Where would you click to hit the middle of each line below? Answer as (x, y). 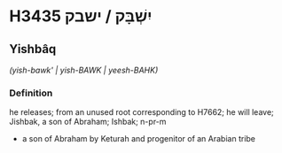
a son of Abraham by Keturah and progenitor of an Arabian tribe (138, 139)
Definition (31, 93)
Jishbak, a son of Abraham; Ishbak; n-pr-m (88, 122)
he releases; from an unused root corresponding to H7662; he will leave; (142, 112)
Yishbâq (33, 49)
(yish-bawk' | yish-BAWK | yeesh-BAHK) (84, 70)
